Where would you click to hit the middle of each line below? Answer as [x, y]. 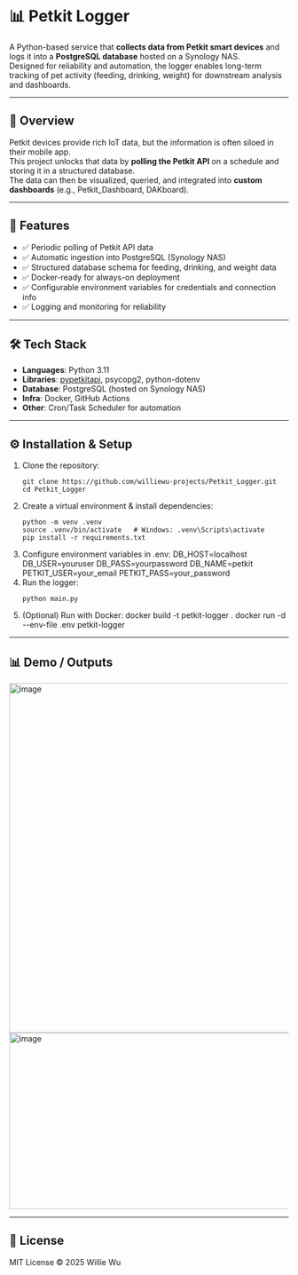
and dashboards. [40, 84]
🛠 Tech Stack [48, 344]
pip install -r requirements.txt [84, 538]
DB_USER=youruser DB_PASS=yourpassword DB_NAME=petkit [137, 564]
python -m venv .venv [62, 523]
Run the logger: [50, 582]
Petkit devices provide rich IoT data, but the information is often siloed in [141, 142]
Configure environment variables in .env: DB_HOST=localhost [134, 554]
